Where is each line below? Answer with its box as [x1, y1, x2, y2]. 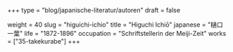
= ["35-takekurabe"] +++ [7, 37, 81, 45]
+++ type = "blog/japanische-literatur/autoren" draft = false [7, 6, 181, 14]
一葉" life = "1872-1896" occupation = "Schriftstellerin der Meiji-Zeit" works [7, 30, 227, 37]
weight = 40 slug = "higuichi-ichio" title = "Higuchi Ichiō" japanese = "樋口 [7, 20, 223, 29]
